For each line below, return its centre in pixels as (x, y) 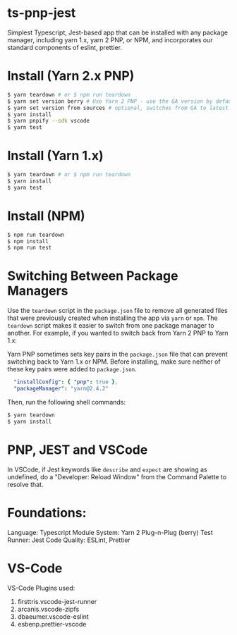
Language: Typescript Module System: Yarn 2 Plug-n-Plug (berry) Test (110, 532)
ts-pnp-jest (42, 13)
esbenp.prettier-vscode (52, 624)
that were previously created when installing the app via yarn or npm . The (113, 318)
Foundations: (47, 513)
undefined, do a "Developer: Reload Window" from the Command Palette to (117, 476)
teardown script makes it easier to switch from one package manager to (111, 326)
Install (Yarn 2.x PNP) (71, 76)
